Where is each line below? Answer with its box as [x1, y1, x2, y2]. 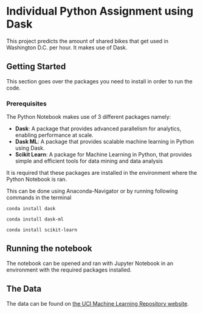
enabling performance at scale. [15, 132, 94, 139]
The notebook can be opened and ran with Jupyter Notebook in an [6, 259, 173, 267]
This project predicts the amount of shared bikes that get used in [6, 37, 169, 44]
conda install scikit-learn [6, 227, 78, 233]
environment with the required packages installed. [6, 266, 132, 273]
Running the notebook [6, 244, 92, 254]
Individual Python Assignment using [6, 4, 193, 18]
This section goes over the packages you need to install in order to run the [6, 77, 193, 85]
